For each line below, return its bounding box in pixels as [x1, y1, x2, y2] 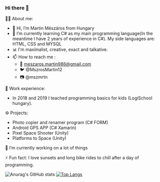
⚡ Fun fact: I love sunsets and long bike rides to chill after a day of [5, 155, 139, 161]
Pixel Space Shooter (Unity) [12, 130, 69, 136]
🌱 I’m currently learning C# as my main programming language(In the [12, 31, 153, 37]
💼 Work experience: [5, 86, 45, 91]
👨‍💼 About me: [5, 16, 34, 22]
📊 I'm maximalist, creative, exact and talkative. [12, 46, 108, 52]
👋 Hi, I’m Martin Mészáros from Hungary [12, 25, 95, 31]
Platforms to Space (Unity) [12, 136, 67, 141]
